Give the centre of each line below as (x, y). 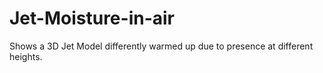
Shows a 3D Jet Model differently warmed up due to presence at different (161, 46)
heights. (26, 56)
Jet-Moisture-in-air (92, 18)
